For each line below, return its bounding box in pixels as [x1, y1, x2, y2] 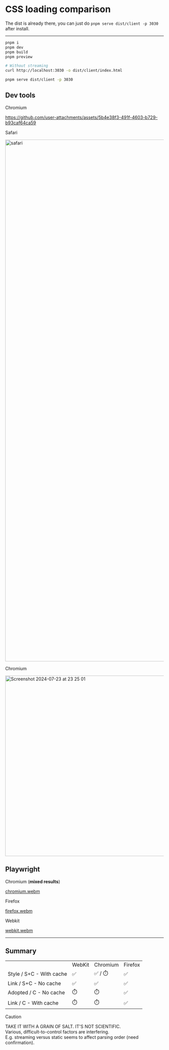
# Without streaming [5, 63, 49, 69]
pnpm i [5, 40, 19, 45]
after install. [5, 25, 30, 31]
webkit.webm [5, 927, 33, 933]
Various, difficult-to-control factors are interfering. [5, 1029, 110, 1035]
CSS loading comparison [5, 4, 111, 15]
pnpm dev [5, 44, 24, 50]
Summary [5, 947, 37, 956]
